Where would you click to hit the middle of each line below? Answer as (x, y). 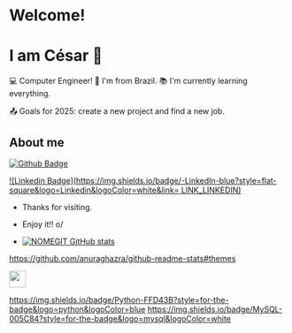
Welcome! (47, 15)
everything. (30, 94)
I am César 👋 (56, 56)
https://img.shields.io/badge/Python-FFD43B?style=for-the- (119, 299)
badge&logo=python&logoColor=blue (77, 309)
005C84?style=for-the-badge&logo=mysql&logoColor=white (120, 318)
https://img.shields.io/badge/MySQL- (215, 309)
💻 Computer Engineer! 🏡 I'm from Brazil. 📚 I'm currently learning (128, 81)
